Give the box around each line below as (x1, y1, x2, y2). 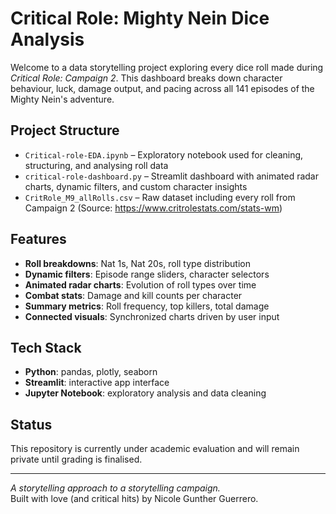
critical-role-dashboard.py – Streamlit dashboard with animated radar (24, 170, 319, 182)
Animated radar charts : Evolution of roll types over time (24, 278, 257, 291)
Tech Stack (10, 339, 82, 356)
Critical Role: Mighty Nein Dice (10, 7, 270, 30)
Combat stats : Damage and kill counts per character (24, 289, 243, 301)
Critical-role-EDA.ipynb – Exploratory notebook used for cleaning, (24, 148, 304, 161)
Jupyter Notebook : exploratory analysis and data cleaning (24, 387, 267, 399)
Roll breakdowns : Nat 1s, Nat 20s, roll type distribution (24, 257, 251, 269)
